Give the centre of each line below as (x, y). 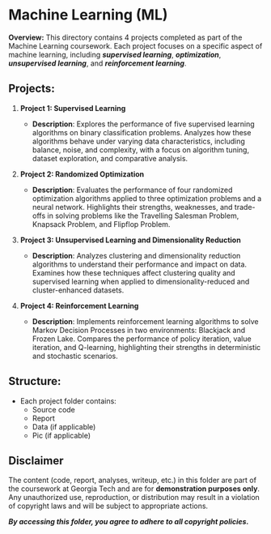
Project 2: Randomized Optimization (82, 174)
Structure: (35, 381)
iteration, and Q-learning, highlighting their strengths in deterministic (146, 347)
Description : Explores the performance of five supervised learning (143, 124)
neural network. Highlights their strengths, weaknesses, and (132, 207)
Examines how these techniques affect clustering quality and (134, 272)
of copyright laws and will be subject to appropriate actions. (108, 506)
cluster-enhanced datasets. (78, 290)
